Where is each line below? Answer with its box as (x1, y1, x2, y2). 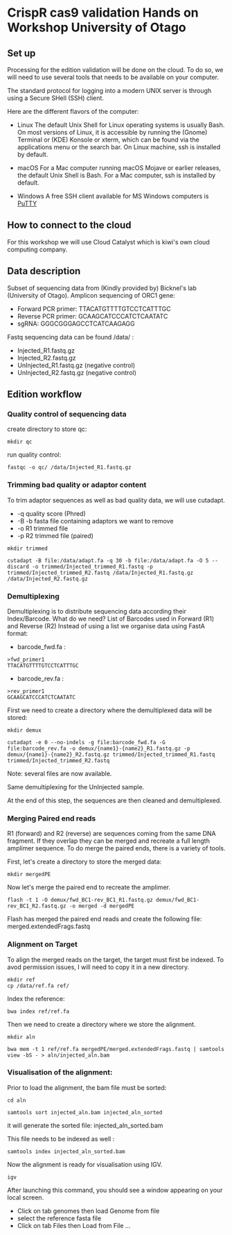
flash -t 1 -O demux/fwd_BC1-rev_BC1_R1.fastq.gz (7, 897, 154, 904)
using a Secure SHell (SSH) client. (7, 94, 104, 102)
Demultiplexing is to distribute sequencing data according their (7, 607, 187, 615)
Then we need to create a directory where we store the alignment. (7, 1020, 196, 1028)
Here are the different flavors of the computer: (7, 108, 139, 115)
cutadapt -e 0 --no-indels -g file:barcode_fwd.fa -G (7, 739, 166, 746)
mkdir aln (7, 1033, 36, 1041)
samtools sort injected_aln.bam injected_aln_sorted (7, 1109, 163, 1116)
